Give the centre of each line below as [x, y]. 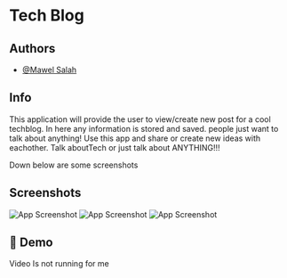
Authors [32, 49]
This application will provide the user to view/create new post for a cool [140, 119]
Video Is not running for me [59, 264]
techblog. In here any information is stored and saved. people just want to [144, 128]
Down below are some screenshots [74, 165]
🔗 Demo [31, 243]
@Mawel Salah [49, 69]
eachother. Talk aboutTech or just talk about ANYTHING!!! [115, 147]
